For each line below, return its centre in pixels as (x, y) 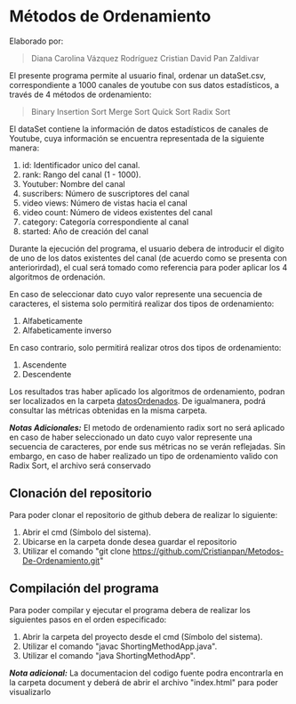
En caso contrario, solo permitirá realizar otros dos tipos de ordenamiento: (145, 347)
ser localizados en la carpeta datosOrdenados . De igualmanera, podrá (138, 401)
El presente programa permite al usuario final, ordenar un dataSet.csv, (138, 75)
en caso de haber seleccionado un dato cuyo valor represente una (131, 437)
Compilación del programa (84, 589)
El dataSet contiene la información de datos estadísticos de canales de (139, 129)
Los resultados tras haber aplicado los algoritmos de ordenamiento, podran (147, 391)
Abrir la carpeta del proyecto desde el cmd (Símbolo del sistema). (142, 636)
